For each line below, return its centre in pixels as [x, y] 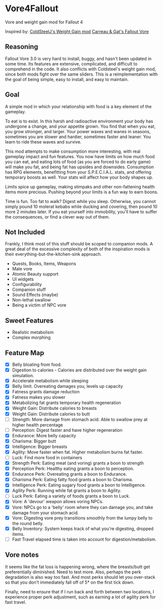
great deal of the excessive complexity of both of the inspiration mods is [77, 249]
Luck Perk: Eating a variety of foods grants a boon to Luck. [71, 496]
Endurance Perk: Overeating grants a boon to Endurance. [70, 474]
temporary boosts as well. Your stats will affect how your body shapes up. [79, 177]
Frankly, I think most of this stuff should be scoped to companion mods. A [79, 244]
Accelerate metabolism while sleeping [50, 381]
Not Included [25, 232]
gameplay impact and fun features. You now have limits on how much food [80, 156]
